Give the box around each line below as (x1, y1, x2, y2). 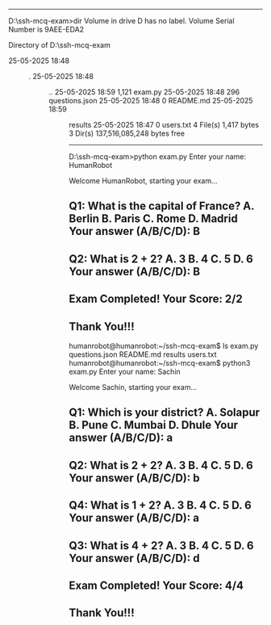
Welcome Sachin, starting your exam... (69, 382, 198, 392)
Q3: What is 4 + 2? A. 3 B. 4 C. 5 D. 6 (69, 539, 254, 552)
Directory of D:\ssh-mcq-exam (8, 40, 110, 49)
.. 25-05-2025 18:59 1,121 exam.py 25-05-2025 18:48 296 (48, 87, 240, 97)
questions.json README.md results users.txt (69, 349, 217, 359)
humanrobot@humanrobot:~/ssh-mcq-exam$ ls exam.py (69, 341, 259, 350)
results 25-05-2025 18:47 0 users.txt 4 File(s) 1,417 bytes (69, 120, 260, 129)
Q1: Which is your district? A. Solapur (69, 405, 261, 420)
